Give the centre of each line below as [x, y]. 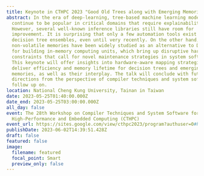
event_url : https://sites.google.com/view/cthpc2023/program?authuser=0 [100, 125]
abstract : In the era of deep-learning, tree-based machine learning [96, 18]
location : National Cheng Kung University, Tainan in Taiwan [85, 91]
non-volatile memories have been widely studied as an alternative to [103, 46]
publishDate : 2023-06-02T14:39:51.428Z [57, 130]
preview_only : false [38, 164]
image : [15, 147]
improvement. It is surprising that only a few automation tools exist [104, 34]
